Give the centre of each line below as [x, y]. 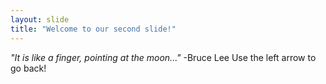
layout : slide [40, 19]
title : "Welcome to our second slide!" [93, 29]
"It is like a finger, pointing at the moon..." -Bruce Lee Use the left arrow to [163, 57]
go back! [28, 68]
